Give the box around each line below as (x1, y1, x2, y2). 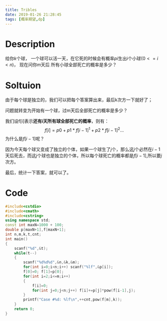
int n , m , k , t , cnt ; (5, 232, 42, 237)
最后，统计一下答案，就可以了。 (5, 169, 71, 176)
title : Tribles (5, 7, 37, 13)
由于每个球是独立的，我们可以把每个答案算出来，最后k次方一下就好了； (5, 97, 153, 103)
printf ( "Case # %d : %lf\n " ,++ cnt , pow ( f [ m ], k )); (23, 297, 122, 302)
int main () (5, 236, 28, 241)
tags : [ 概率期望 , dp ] (5, 17, 45, 22)
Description (5, 38, 55, 50)
